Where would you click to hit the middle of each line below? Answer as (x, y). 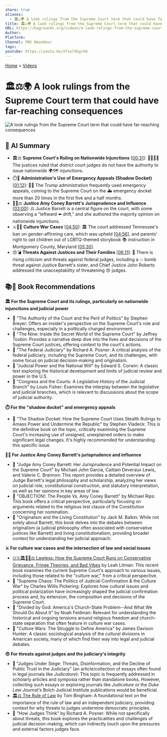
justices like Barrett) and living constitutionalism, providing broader (81, 533)
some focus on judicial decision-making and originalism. (70, 360)
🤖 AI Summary (28, 145)
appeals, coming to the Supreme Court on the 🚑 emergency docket (82, 191)
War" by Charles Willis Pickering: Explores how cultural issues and (80, 586)
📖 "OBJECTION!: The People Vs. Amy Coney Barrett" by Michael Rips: (84, 496)
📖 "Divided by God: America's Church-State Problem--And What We (82, 607)
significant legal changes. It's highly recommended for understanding (83, 440)
